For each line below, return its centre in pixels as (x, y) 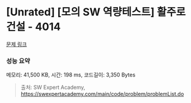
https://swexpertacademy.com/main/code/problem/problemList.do (102, 94)
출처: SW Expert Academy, (53, 87)
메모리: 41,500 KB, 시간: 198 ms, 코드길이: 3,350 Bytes (71, 75)
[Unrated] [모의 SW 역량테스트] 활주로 (96, 12)
